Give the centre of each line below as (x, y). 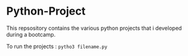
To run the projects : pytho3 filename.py (57, 46)
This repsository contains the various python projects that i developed (94, 28)
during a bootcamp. (31, 34)
